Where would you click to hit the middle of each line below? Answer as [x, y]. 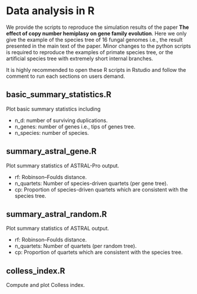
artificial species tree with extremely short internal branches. [80, 58]
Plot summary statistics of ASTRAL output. [58, 229]
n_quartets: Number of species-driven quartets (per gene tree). [91, 183]
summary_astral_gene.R [51, 151]
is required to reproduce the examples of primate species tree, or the [90, 52]
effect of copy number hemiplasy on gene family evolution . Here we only [96, 33]
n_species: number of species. [52, 133]
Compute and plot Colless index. [46, 285]
